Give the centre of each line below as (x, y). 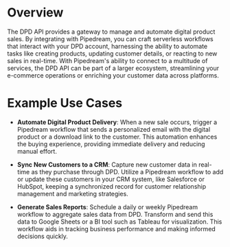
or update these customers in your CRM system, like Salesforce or (111, 179)
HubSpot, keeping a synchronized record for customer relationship (112, 186)
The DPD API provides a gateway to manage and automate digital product (111, 32)
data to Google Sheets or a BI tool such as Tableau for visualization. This (119, 222)
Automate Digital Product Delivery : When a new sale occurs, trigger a (117, 122)
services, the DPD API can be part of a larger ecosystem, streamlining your (113, 68)
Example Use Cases (65, 103)
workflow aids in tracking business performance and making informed (116, 228)
